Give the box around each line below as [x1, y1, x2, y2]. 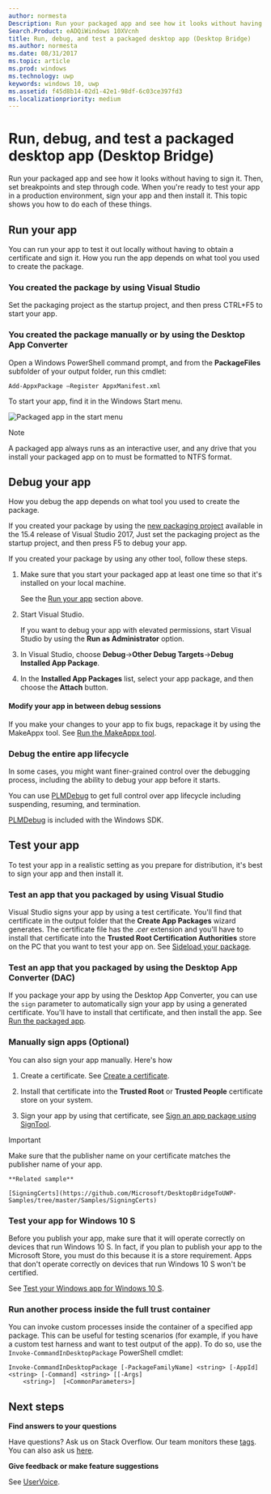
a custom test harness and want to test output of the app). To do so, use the [8, 1339, 262, 1349]
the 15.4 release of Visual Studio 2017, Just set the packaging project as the [8, 530, 260, 540]
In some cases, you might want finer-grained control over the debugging [8, 766, 251, 776]
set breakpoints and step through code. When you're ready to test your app [8, 182, 260, 192]
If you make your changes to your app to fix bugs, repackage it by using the [8, 719, 261, 729]
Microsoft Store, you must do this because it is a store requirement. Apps [8, 1250, 252, 1260]
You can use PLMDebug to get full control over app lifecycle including [8, 791, 241, 800]
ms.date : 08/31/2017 [8, 49, 78, 58]
